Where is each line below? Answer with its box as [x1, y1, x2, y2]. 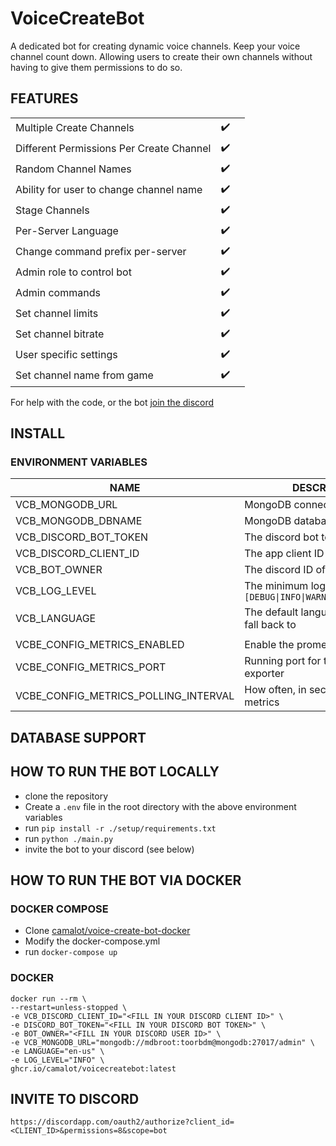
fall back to [244, 618, 297, 632]
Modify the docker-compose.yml [24, 935, 161, 947]
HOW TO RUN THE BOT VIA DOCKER [10, 872, 242, 889]
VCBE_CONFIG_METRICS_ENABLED [15, 638, 185, 652]
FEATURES [10, 90, 79, 107]
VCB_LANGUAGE [15, 612, 97, 626]
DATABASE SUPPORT [10, 729, 147, 746]
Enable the [244, 638, 295, 652]
